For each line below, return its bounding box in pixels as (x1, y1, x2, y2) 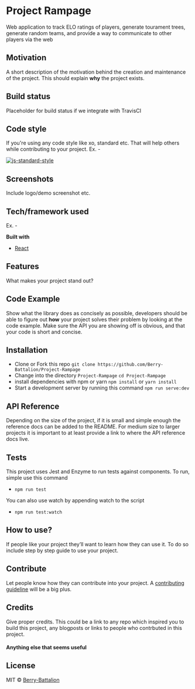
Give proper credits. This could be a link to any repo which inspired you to (6, 618, 184, 625)
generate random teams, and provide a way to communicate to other (6, 29, 172, 36)
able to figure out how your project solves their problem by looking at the (6, 316, 183, 323)
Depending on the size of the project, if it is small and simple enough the (6, 417, 181, 424)
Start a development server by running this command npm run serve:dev (14, 384, 190, 391)
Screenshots (6, 174, 54, 184)
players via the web (6, 36, 53, 43)
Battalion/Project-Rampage (14, 367, 81, 373)
